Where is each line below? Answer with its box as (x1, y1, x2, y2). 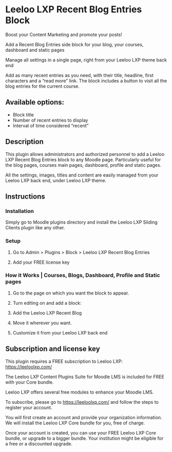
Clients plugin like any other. (5, 225, 65, 231)
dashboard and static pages (5, 47, 65, 53)
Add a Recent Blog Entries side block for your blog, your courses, (5, 41, 144, 47)
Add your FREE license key (12, 259, 70, 265)
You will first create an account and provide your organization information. (5, 414, 163, 420)
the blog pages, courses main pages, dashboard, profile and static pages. (5, 162, 162, 168)
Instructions (5, 192, 45, 201)
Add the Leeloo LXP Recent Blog (12, 309, 82, 316)
